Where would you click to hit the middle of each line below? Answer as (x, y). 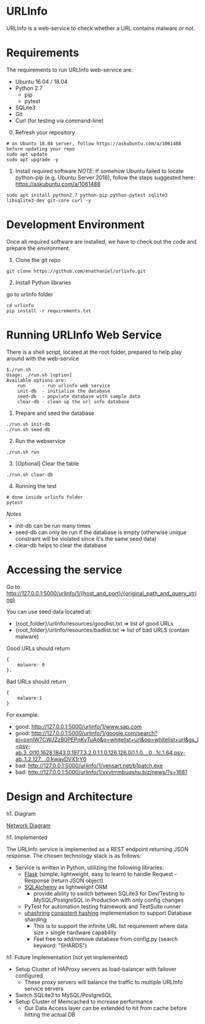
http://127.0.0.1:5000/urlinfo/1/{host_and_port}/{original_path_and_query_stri (102, 593)
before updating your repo (41, 149)
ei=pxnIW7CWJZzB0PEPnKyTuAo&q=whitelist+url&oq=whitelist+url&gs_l (107, 739)
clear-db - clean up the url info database (74, 401)
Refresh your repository (45, 132)
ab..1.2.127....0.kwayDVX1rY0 (51, 759)
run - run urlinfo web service (64, 386)
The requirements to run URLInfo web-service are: (70, 70)
